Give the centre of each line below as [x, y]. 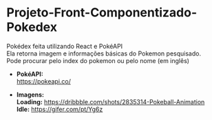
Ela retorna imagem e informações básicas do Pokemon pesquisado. [104, 53]
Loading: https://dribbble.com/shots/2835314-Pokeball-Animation [110, 101]
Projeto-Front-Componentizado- [102, 13]
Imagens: [30, 95]
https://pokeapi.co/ [44, 81]
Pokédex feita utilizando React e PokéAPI [65, 46]
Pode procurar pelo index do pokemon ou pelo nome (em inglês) [98, 60]
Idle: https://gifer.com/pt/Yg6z [60, 109]
